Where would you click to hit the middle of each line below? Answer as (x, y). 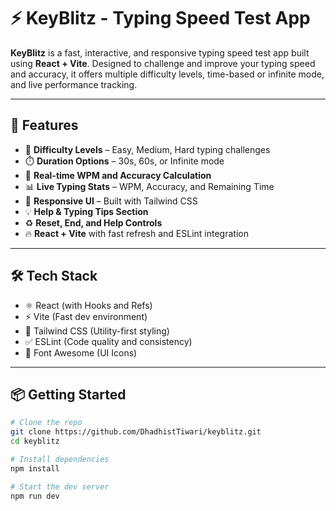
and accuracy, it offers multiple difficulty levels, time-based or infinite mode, (167, 74)
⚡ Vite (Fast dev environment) (86, 316)
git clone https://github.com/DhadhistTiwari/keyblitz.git (136, 432)
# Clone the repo (46, 423)
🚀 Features (44, 125)
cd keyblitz (35, 441)
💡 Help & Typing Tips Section (86, 211)
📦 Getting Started (68, 394)
